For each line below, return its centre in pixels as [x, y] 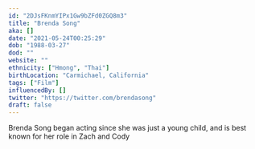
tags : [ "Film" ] [34, 83]
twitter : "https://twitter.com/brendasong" [82, 98]
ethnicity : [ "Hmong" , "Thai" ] [59, 68]
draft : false [30, 105]
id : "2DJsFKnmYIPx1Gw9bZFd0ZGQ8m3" [68, 16]
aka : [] [21, 30]
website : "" [28, 61]
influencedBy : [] [37, 90]
